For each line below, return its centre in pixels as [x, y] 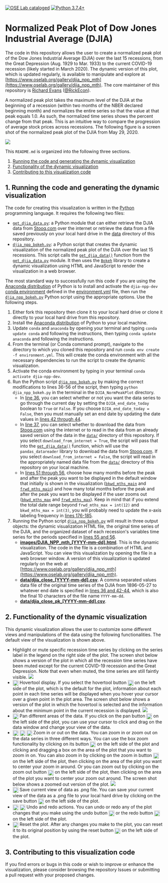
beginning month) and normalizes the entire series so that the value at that [82, 110]
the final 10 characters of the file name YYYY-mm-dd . [72, 596]
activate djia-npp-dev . [37, 376]
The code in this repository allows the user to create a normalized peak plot [83, 52]
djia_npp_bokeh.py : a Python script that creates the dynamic [75, 244]
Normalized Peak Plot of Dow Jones [81, 28]
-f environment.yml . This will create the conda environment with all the [86, 355]
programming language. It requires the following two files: [65, 213]
